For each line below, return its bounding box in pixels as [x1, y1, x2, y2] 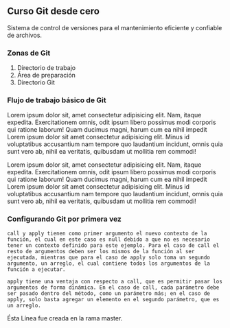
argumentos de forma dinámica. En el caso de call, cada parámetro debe [7, 284, 220, 291]
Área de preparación [16, 71, 76, 80]
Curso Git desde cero [7, 5, 100, 17]
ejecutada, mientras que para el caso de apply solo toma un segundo [7, 254, 211, 261]
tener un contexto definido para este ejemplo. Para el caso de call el [7, 242, 220, 249]
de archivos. [7, 31, 43, 39]
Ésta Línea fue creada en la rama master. [7, 314, 123, 322]
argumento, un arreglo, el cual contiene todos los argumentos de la [7, 260, 211, 267]
